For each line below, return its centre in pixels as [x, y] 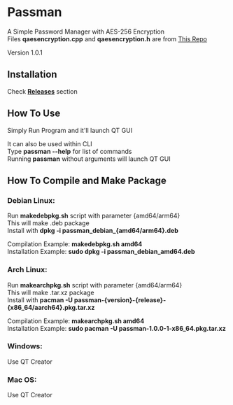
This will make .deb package [48, 223]
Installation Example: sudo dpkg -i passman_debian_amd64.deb [101, 252]
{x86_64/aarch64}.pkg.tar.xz [51, 307]
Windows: [25, 346]
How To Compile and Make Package [87, 180]
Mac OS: [22, 380]
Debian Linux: [31, 200]
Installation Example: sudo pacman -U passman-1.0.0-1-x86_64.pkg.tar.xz [116, 328]
